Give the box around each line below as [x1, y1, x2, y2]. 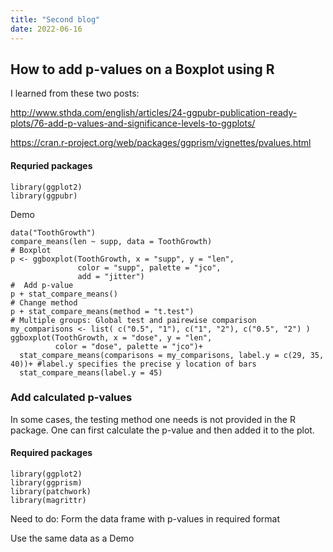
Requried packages [10, 159, 93, 171]
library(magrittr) [10, 496, 87, 506]
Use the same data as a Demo [10, 532, 135, 545]
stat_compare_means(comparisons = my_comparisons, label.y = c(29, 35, [19, 350, 325, 360]
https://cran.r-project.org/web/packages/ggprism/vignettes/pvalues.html [10, 137, 312, 149]
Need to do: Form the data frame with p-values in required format [10, 513, 280, 525]
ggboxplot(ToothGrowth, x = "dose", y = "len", [10, 332, 213, 343]
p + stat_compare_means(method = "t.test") [10, 306, 195, 316]
